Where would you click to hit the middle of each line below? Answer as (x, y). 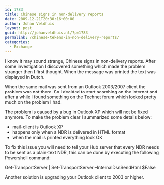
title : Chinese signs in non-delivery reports (54, 14)
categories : (17, 42)
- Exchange (21, 47)
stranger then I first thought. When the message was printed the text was (80, 71)
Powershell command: (28, 158)
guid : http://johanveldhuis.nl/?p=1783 (47, 33)
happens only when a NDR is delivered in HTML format (69, 132)
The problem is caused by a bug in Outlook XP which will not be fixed (77, 112)
